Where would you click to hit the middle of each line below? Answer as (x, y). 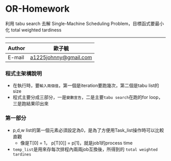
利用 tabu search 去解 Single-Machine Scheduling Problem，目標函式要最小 (85, 23)
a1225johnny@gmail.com (61, 57)
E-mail (16, 57)
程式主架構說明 (24, 73)
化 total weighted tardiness (34, 30)
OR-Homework (37, 9)
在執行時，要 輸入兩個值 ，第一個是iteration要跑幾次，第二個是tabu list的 (86, 86)
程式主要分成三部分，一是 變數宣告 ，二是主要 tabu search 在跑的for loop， (88, 98)
